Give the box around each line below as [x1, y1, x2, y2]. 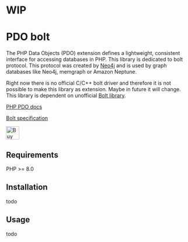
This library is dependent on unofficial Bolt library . [6, 92, 127, 99]
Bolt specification [6, 115, 48, 122]
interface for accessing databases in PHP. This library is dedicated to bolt [6, 56, 183, 63]
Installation [6, 182, 48, 192]
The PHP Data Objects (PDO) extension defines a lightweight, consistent [6, 50, 180, 57]
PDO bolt [6, 30, 50, 44]
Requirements [6, 150, 58, 160]
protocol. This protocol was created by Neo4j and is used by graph [6, 62, 168, 69]
